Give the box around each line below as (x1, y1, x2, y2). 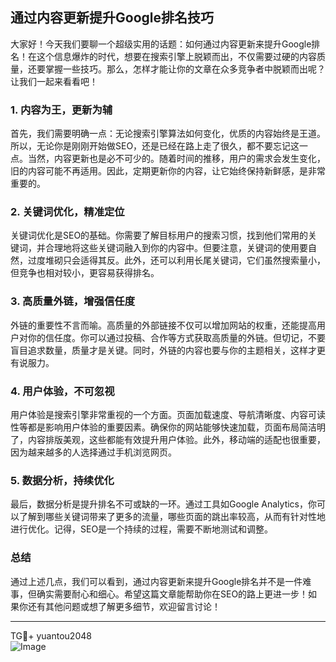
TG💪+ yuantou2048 (10, 629, 92, 642)
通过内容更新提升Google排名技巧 (10, 9, 214, 27)
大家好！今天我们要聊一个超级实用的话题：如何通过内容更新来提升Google (10, 38, 312, 50)
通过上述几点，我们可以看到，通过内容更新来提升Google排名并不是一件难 (10, 575, 312, 587)
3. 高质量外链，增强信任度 (10, 294, 136, 308)
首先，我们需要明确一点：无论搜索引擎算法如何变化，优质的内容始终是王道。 (10, 128, 326, 140)
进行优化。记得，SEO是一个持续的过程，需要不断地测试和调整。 (10, 523, 274, 535)
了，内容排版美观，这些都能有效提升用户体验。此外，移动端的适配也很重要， (10, 434, 326, 445)
